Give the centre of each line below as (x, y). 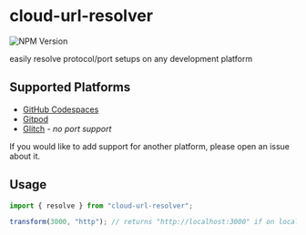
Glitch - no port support (67, 128)
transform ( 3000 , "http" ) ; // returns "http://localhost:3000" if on (142, 222)
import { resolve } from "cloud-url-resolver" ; (102, 206)
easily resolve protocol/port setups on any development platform (131, 58)
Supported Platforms (70, 87)
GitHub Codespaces (61, 109)
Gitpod (35, 118)
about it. (25, 156)
